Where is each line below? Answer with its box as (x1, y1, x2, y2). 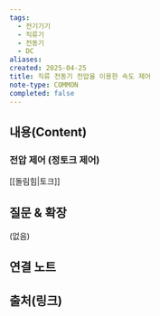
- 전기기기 (17, 22, 52, 31)
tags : (9, 13, 30, 23)
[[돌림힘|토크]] (9, 176, 61, 187)
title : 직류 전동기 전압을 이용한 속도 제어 (9, 72, 152, 81)
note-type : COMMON (9, 80, 79, 89)
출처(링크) (9, 293, 63, 308)
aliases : (9, 55, 42, 64)
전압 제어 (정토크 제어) (9, 153, 100, 166)
